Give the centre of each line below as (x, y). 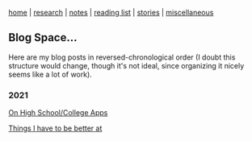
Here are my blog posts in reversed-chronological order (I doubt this (122, 57)
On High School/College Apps (58, 113)
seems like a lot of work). (50, 74)
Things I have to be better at (55, 128)
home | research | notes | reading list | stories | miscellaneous (111, 12)
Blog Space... (43, 37)
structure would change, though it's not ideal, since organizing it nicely (126, 65)
